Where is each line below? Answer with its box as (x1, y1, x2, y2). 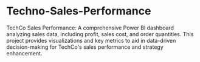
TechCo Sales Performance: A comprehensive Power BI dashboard (6, 24, 174, 31)
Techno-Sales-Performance (6, 4, 151, 18)
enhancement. (6, 49, 43, 57)
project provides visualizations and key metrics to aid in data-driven (6, 37, 176, 44)
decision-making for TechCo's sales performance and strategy (6, 43, 164, 51)
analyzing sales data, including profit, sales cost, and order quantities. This (6, 30, 194, 37)
